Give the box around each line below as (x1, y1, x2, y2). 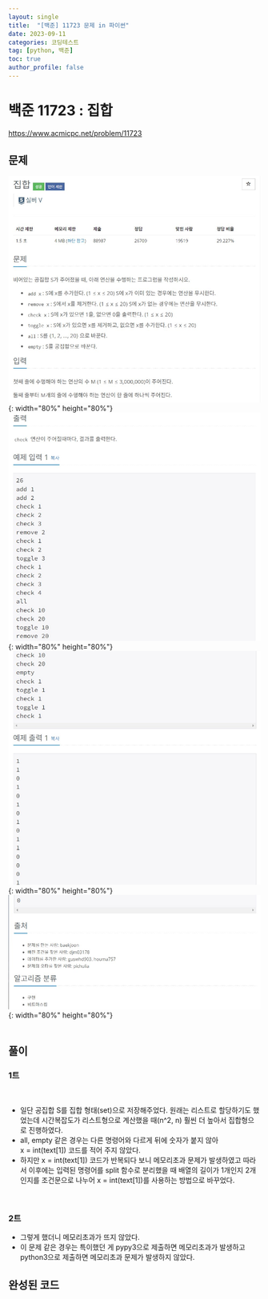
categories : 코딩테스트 (8, 38, 79, 46)
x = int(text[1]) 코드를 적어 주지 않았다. (19, 1145, 142, 1155)
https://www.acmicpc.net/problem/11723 (8, 128, 142, 138)
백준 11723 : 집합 (8, 102, 114, 120)
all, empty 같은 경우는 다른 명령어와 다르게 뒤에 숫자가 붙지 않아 (19, 1135, 218, 1145)
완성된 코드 (8, 1278, 60, 1292)
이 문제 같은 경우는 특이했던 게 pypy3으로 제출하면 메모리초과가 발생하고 (19, 1242, 246, 1252)
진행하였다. (28, 1125, 64, 1135)
